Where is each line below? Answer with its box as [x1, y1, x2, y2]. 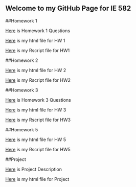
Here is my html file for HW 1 [5, 37, 65, 43]
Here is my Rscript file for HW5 [5, 146, 71, 152]
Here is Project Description [5, 166, 62, 172]
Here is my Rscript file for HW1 [5, 47, 70, 53]
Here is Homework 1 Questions [5, 28, 71, 34]
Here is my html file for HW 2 [5, 67, 66, 73]
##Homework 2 [5, 57, 38, 63]
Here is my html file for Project [5, 176, 70, 182]
